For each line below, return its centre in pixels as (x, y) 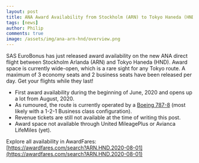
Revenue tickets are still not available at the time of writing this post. (98, 118)
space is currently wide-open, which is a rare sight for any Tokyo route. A (96, 68)
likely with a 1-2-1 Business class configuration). (73, 111)
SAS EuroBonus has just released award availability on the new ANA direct (97, 56)
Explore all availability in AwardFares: (51, 141)
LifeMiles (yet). (33, 130)
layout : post (22, 12)
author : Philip (25, 28)
